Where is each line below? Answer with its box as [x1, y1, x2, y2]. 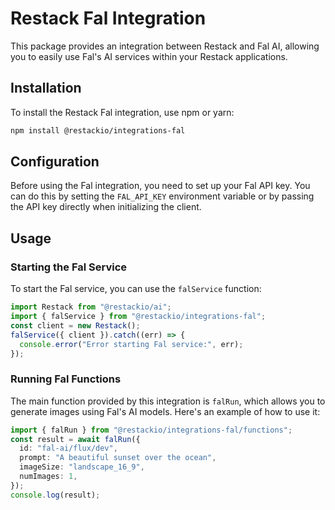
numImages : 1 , [19, 472, 78, 482]
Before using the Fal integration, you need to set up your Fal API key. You [10, 180, 311, 192]
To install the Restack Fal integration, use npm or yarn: [10, 106, 235, 118]
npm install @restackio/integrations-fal [10, 125, 186, 136]
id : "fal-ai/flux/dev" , [19, 443, 118, 454]
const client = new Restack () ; [10, 320, 141, 331]
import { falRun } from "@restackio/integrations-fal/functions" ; [10, 425, 293, 435]
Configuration [10, 153, 100, 171]
